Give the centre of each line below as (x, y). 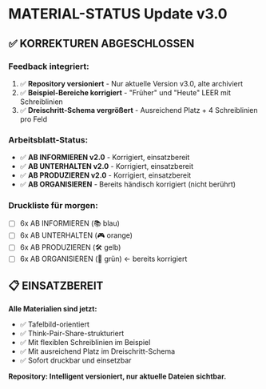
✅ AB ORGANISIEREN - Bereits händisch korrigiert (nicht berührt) (128, 184)
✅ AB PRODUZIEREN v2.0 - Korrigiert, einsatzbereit (105, 175)
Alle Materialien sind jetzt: (53, 309)
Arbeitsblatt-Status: (48, 139)
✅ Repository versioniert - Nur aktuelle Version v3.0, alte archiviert (131, 83)
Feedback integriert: (49, 66)
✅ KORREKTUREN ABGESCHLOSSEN (101, 44)
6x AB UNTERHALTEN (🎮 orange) (76, 235)
